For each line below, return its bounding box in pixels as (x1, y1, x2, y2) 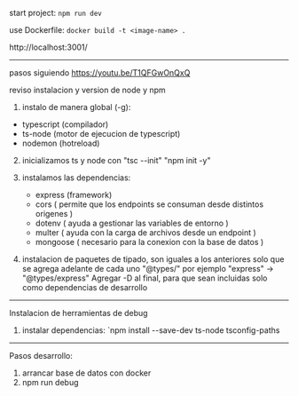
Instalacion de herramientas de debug (9, 308, 148, 318)
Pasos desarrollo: (9, 351, 74, 360)
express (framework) (35, 190, 113, 200)
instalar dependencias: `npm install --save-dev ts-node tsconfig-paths (21, 325, 280, 336)
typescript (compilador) (21, 119, 109, 130)
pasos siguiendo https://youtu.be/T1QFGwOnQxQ (9, 67, 191, 78)
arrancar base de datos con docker (21, 368, 152, 378)
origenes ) (35, 209, 74, 218)
